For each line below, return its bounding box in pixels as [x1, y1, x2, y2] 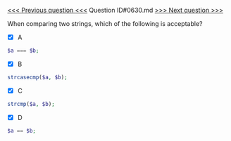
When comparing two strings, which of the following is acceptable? [7, 20, 203, 27]
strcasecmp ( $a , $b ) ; [7, 74, 68, 81]
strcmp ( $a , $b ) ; [7, 100, 55, 107]
